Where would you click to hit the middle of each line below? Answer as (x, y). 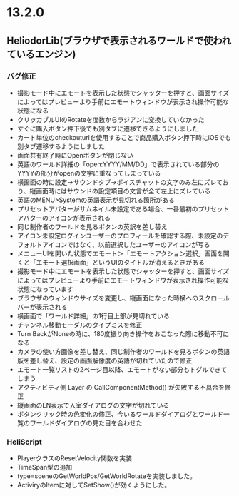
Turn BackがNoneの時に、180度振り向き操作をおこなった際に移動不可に (123, 333)
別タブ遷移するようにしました (61, 146)
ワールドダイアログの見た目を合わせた (86, 422)
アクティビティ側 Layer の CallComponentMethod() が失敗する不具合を (121, 387)
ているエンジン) (41, 54)
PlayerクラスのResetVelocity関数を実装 (75, 458)
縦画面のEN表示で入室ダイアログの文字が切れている (93, 405)
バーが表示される (42, 307)
